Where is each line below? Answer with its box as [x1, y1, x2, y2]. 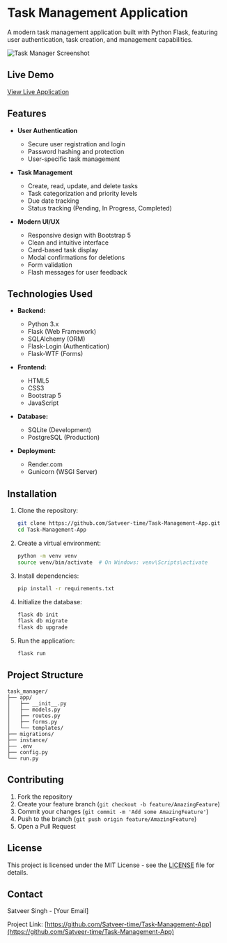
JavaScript [27, 399, 59, 407]
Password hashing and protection [27, 147, 125, 155]
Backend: [17, 307, 46, 315]
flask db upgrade [17, 624, 68, 631]
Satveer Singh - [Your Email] [7, 907, 89, 915]
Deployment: [17, 447, 56, 455]
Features [7, 108, 47, 120]
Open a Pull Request [17, 822, 77, 830]
